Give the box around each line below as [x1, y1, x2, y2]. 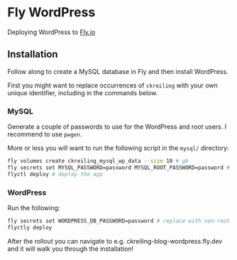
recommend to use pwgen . [7, 130, 82, 139]
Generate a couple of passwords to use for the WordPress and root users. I [7, 122, 227, 131]
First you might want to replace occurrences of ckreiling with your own [7, 81, 219, 90]
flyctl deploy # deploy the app [7, 170, 103, 178]
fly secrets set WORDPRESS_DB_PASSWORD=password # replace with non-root [7, 217, 231, 224]
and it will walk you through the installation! [7, 244, 133, 253]
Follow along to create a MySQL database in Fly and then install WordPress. [7, 67, 228, 75]
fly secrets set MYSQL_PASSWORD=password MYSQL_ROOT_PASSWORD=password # [7, 164, 231, 171]
